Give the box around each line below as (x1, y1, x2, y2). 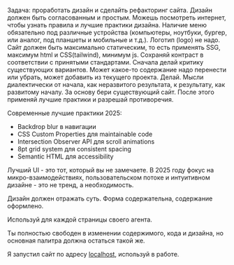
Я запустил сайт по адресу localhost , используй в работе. (7, 250, 180, 258)
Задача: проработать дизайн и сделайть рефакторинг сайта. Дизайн (7, 6, 213, 14)
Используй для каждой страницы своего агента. (7, 215, 152, 224)
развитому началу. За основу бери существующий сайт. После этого (7, 88, 214, 96)
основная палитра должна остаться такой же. (7, 236, 145, 245)
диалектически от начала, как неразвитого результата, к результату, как (7, 81, 226, 88)
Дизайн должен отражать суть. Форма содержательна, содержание (7, 194, 213, 203)
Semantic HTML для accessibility (17, 152, 114, 161)
